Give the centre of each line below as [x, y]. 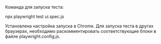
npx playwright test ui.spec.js [35, 16]
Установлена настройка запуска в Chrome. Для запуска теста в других [79, 26]
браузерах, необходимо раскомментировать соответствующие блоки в [81, 31]
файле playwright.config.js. [33, 36]
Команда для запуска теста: [34, 7]
